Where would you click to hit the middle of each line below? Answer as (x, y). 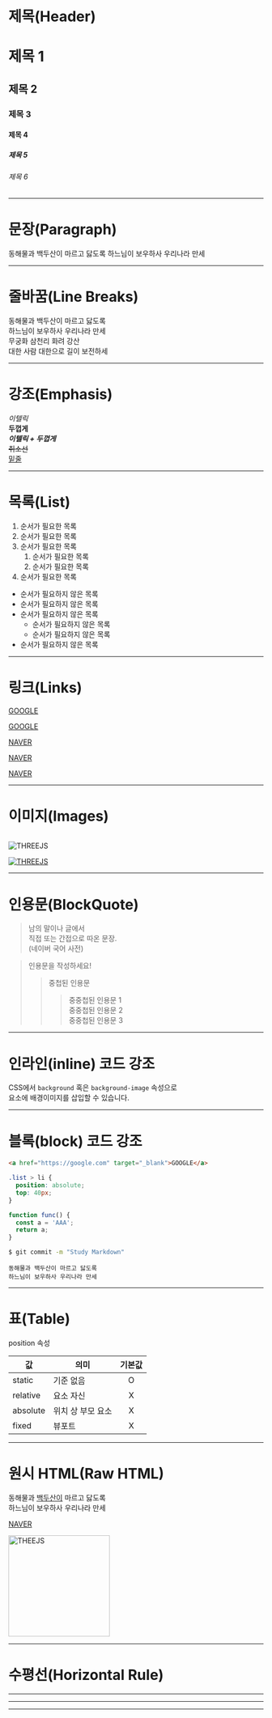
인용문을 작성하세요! (59, 966)
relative (27, 1395)
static (23, 1380)
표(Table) (39, 1319)
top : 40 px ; (34, 1193)
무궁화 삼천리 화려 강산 (44, 341)
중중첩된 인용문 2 (96, 1010)
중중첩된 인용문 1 (95, 1000)
